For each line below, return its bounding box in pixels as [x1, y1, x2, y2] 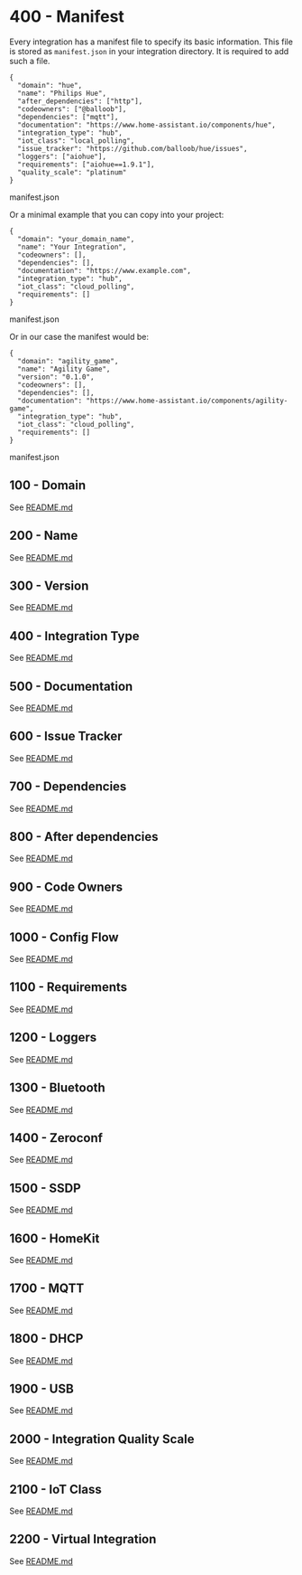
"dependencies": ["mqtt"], [17, 112, 119, 121]
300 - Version [9, 578, 89, 593]
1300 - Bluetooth [9, 1080, 105, 1096]
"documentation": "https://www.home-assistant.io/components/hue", [17, 120, 277, 129]
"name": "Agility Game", [17, 364, 111, 373]
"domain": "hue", [17, 80, 83, 90]
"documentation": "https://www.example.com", [17, 266, 192, 275]
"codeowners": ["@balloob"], [17, 104, 127, 114]
